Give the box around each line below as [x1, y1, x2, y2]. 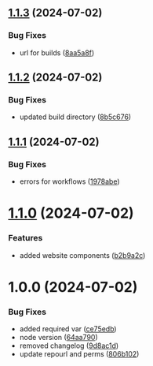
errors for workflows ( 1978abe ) [19, 177, 120, 186]
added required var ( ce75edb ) [19, 324, 117, 334]
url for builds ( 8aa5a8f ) [19, 47, 95, 58]
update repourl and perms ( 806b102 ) [19, 349, 140, 359]
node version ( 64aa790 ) [19, 333, 98, 342]
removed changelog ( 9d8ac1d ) [19, 341, 119, 350]
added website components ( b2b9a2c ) [19, 250, 146, 260]
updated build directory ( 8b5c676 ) [19, 112, 132, 121]
